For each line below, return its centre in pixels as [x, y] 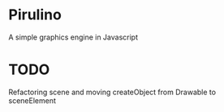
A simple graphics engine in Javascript [73, 37]
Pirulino [35, 15]
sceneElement [32, 100]
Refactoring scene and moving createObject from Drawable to [112, 92]
